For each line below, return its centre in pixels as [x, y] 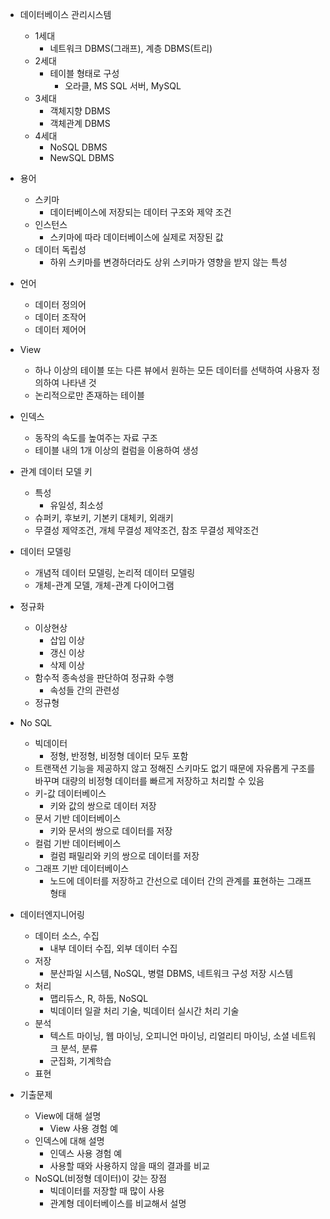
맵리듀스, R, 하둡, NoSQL [99, 998]
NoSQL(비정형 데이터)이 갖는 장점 [100, 1178]
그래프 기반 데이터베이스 [82, 868]
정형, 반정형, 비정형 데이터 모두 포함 [119, 756]
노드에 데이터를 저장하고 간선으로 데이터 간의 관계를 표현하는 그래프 [180, 881]
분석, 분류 [79, 1048]
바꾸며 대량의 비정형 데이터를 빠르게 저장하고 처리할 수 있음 [149, 781]
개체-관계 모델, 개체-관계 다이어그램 [104, 585]
